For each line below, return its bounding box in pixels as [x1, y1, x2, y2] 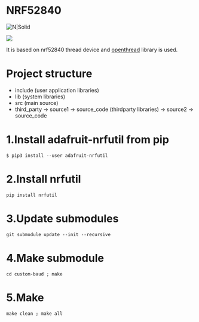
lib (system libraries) [14, 93, 66, 100]
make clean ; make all [6, 311, 63, 317]
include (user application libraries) [14, 86, 100, 94]
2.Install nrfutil [6, 172, 81, 185]
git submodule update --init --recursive [6, 231, 111, 237]
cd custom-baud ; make [6, 271, 63, 277]
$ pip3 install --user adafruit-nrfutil [6, 153, 109, 159]
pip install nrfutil [6, 192, 58, 198]
